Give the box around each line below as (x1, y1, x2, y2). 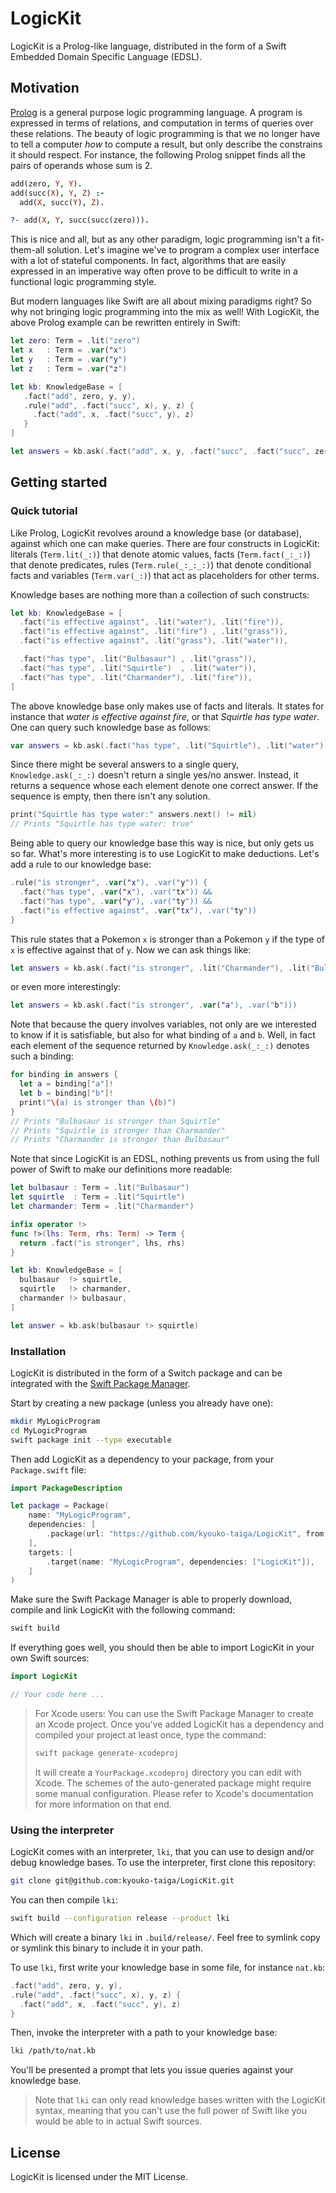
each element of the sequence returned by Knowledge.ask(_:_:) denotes (10, 1040, 310, 1052)
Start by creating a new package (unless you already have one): (10, 1397, 274, 1409)
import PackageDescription (10, 1483, 123, 1493)
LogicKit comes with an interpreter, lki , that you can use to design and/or (10, 1846, 315, 1858)
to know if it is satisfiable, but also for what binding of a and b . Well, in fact (10, 1029, 316, 1041)
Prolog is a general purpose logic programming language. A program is (10, 106, 303, 118)
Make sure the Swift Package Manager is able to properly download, (10, 1593, 293, 1606)
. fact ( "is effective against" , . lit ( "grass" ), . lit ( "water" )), (19, 636, 289, 646)
